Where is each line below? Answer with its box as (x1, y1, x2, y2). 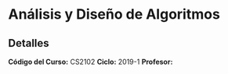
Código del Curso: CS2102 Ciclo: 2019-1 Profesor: (8, 57, 173, 66)
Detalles (8, 37, 49, 50)
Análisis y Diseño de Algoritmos (8, 5, 221, 23)
